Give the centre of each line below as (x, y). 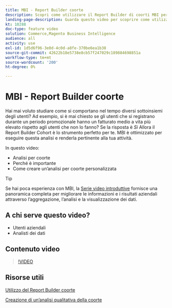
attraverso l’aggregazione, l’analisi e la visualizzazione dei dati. (71, 199)
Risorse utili (25, 278)
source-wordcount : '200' (32, 62)
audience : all (20, 39)
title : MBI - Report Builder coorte (44, 10)
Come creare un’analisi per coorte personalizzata (64, 169)
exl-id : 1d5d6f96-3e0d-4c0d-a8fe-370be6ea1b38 (56, 48)
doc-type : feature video (32, 29)
